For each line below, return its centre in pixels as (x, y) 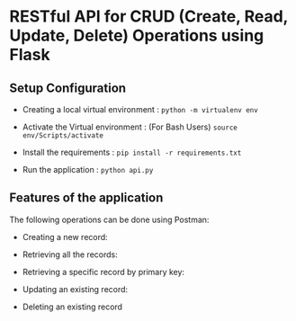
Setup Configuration (68, 88)
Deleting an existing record (72, 307)
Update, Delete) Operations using (137, 36)
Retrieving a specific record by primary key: (103, 272)
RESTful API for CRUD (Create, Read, (149, 17)
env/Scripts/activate (63, 136)
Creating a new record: (65, 236)
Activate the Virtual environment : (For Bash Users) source (130, 127)
